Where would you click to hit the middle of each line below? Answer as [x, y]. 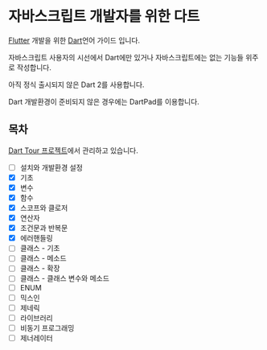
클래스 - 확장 [40, 268]
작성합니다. [34, 67]
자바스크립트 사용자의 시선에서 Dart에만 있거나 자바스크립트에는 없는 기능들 [126, 57]
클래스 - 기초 [40, 248]
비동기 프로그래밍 [47, 327]
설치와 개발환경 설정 [51, 167]
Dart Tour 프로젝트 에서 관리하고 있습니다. [74, 150]
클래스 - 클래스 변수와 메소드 [65, 278]
